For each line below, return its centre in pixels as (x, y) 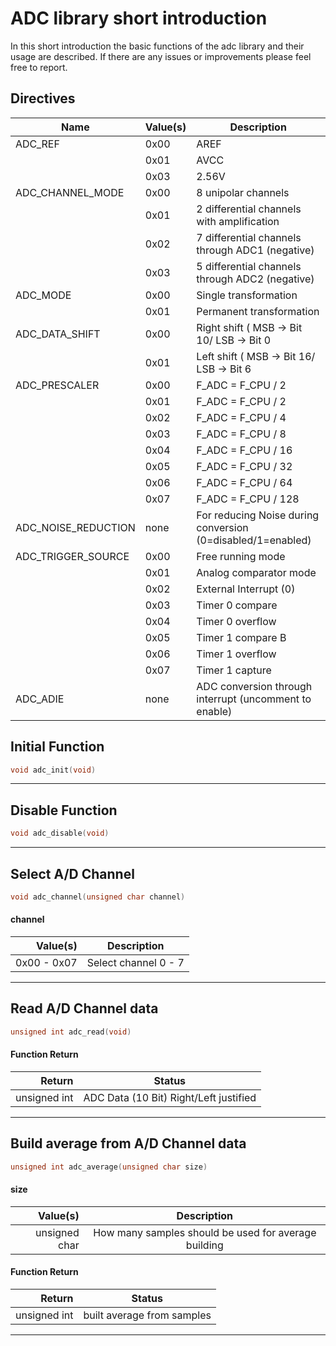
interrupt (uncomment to (254, 699)
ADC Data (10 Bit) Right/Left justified (170, 1097)
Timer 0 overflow (236, 621)
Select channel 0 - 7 (135, 963)
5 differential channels (249, 266)
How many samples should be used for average (205, 1232)
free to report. (39, 67)
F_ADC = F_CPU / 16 (244, 450)
